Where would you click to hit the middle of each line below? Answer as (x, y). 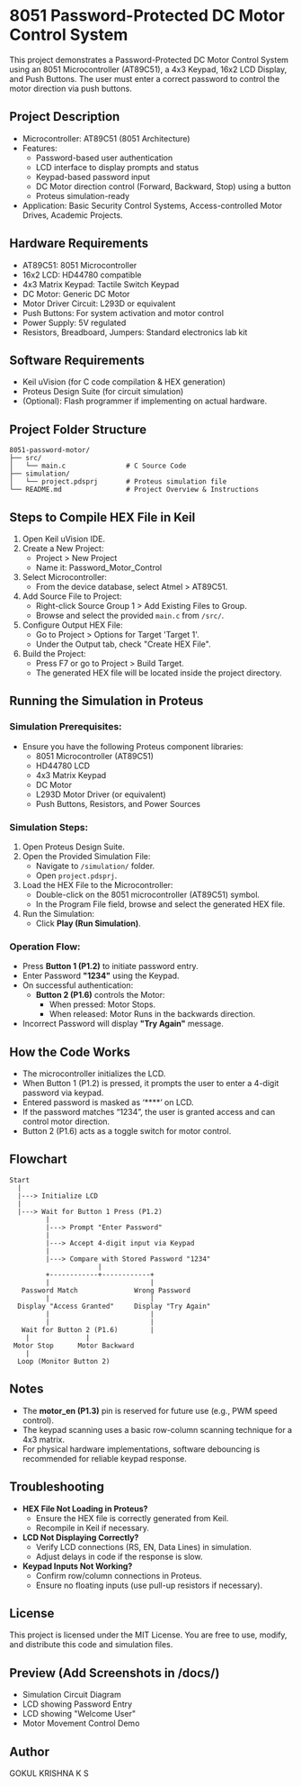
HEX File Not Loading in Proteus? (85, 1509)
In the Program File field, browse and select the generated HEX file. (160, 904)
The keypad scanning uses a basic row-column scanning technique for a (157, 1429)
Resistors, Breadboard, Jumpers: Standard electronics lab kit (135, 332)
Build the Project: (54, 653)
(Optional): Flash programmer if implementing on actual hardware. (145, 401)
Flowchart (38, 1160)
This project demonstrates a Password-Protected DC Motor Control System (149, 59)
